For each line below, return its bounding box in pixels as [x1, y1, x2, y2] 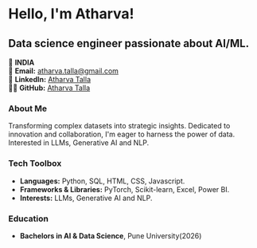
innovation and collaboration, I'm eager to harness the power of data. [8, 129, 236, 140]
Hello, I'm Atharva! [8, 5, 134, 23]
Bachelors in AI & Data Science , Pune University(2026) [19, 230, 202, 240]
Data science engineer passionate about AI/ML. [8, 37, 249, 50]
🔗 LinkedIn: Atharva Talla [8, 75, 92, 84]
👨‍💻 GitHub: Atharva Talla [8, 83, 91, 93]
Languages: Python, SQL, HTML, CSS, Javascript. [19, 176, 185, 186]
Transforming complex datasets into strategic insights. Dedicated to [8, 121, 231, 131]
